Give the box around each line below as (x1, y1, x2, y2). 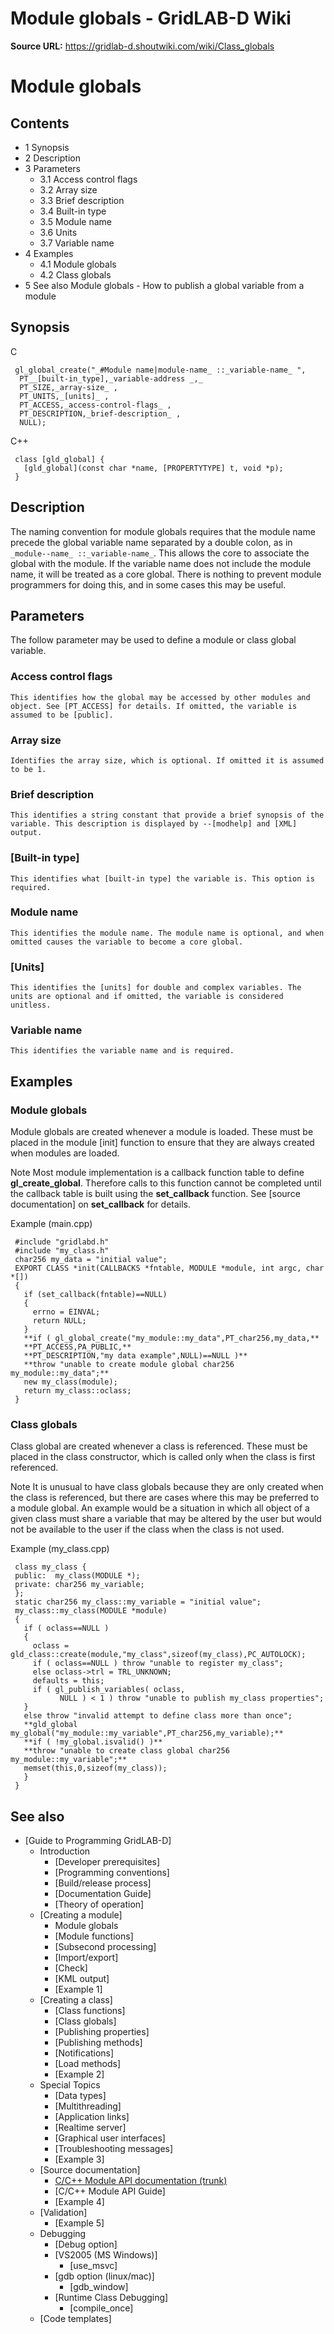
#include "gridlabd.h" (14, 1237, 110, 1247)
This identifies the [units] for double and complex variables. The (10, 983, 302, 993)
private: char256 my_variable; (14, 1580, 145, 1590)
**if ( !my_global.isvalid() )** (23, 1737, 163, 1747)
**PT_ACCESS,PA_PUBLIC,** (23, 1342, 132, 1352)
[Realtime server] (54, 2122, 127, 2134)
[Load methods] (54, 2058, 122, 2070)
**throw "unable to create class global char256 (23, 1746, 230, 1756)
